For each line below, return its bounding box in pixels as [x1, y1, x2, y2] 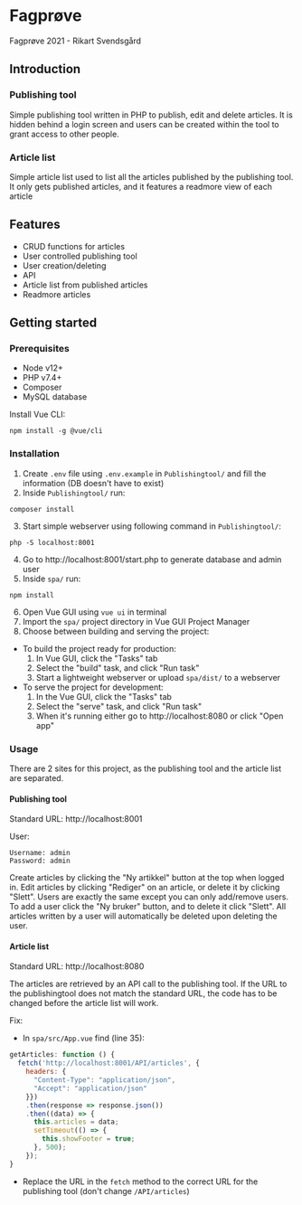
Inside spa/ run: [22, 573, 81, 584]
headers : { [25, 1068, 67, 1077]
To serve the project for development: [22, 682, 165, 692]
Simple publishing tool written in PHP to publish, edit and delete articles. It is [9, 109, 294, 120]
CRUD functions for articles [22, 240, 125, 251]
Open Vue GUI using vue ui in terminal [22, 607, 167, 617]
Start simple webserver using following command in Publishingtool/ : [22, 521, 282, 532]
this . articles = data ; [33, 1117, 119, 1126]
